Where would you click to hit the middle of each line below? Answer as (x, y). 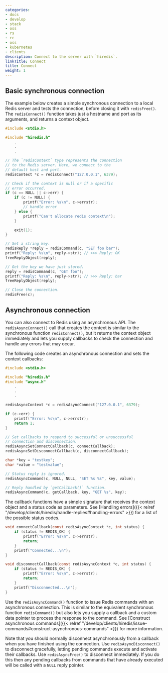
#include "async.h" (26, 382)
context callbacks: (24, 359)
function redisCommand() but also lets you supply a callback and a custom (81, 612)
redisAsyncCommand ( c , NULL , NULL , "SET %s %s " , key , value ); (70, 478)
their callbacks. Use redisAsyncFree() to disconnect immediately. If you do (82, 654)
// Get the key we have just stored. (45, 267)
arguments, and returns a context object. (47, 119)
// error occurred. (26, 188)
